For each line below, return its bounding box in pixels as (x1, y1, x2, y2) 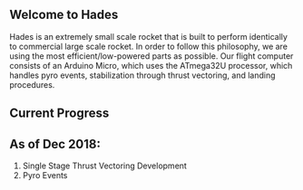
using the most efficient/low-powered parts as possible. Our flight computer (9, 50, 294, 62)
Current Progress (9, 106, 110, 121)
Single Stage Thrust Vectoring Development (22, 160, 188, 171)
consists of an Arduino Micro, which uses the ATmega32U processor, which (9, 60, 293, 71)
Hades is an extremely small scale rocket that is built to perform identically (9, 31, 288, 42)
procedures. (9, 79, 55, 90)
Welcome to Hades (9, 7, 119, 23)
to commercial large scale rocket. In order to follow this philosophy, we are (9, 41, 288, 52)
